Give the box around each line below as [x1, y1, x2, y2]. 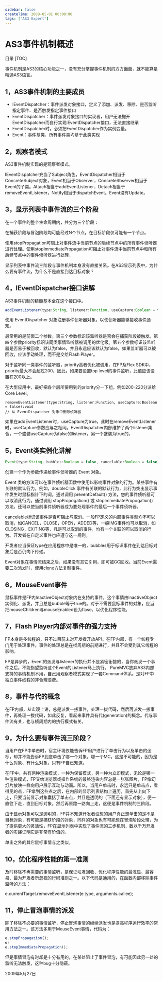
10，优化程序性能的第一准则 [5, 855, 89, 863]
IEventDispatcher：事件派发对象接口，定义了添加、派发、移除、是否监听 [12, 102, 157, 107]
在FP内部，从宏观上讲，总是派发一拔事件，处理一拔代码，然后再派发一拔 [5, 706, 151, 712]
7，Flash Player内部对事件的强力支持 [5, 622, 117, 631]
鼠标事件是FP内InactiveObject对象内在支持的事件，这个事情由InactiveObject [5, 594, 158, 600]
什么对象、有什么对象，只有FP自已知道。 [5, 760, 87, 766]
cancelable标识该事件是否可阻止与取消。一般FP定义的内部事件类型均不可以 [5, 514, 156, 520]
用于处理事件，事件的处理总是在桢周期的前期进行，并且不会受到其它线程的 [9, 642, 158, 648]
